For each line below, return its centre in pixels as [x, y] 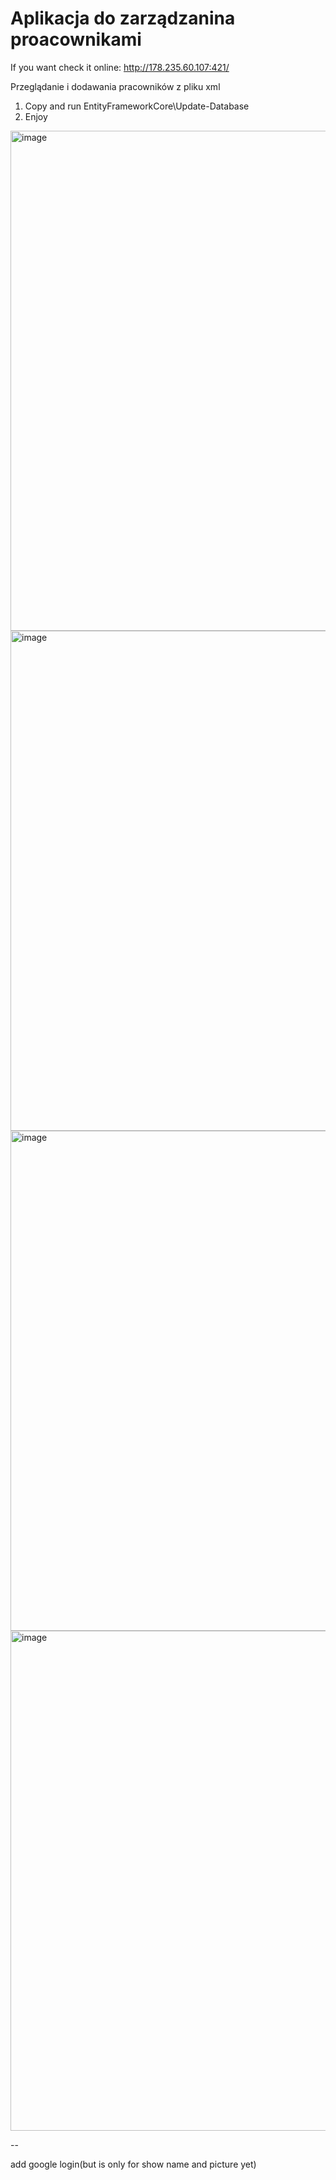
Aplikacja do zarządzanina [123, 18]
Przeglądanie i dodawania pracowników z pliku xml [115, 86]
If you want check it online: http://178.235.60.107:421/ [120, 67]
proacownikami [76, 39]
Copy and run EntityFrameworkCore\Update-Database [137, 106]
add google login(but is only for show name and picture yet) [133, 2164]
